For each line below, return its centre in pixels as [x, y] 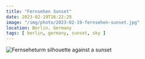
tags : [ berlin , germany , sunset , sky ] [56, 33]
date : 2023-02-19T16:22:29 [39, 17]
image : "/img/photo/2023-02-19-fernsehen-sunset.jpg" [73, 22]
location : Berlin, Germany [39, 28]
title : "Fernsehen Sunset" [39, 11]
